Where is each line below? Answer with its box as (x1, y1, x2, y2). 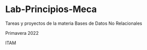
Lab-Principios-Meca (5, 4, 97, 15)
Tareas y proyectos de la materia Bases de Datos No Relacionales (5, 20, 142, 26)
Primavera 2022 (5, 30, 39, 36)
